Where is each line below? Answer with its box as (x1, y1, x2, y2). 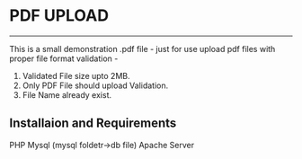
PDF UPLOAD (9, 5, 110, 26)
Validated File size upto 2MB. (22, 70, 130, 81)
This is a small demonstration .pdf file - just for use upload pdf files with (9, 43, 276, 54)
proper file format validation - (9, 53, 119, 64)
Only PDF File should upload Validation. (22, 80, 169, 91)
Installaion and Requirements (9, 116, 177, 131)
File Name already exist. (22, 89, 112, 100)
